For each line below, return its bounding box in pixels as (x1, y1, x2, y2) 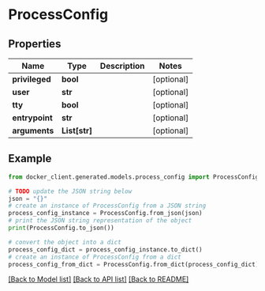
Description (99, 61, 145, 71)
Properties (8, 37, 62, 51)
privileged (12, 74, 51, 85)
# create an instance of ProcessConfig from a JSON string (8, 202, 207, 210)
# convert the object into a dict (8, 238, 122, 246)
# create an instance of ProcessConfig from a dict (8, 253, 181, 261)
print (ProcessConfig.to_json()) (8, 224, 114, 232)
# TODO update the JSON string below (8, 187, 132, 195)
